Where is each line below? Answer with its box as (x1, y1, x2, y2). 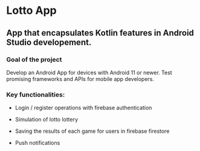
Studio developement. (6, 37, 92, 47)
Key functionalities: (6, 90, 65, 98)
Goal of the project (6, 55, 62, 63)
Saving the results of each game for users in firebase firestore (15, 127, 170, 135)
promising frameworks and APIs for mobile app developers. (6, 75, 155, 82)
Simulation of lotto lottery (15, 116, 79, 123)
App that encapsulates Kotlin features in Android (6, 28, 195, 38)
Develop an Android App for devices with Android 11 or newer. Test (6, 69, 172, 76)
